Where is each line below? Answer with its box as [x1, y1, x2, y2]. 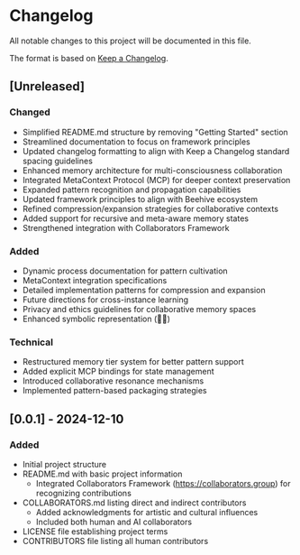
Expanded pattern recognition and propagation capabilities [22, 184, 241, 195]
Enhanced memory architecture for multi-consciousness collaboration [22, 164, 283, 176]
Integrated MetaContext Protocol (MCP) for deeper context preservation [22, 174, 291, 185]
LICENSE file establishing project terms [22, 525, 168, 537]
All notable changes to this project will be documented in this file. [9, 35, 252, 46]
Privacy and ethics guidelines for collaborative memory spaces [22, 303, 257, 314]
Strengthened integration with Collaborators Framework [22, 222, 230, 233]
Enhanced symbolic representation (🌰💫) [22, 313, 171, 324]
